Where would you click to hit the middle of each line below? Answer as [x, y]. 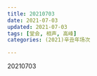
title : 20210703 [31, 14]
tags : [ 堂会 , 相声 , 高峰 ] [42, 33]
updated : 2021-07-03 [38, 27]
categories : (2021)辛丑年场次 [49, 40]
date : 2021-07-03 [33, 20]
